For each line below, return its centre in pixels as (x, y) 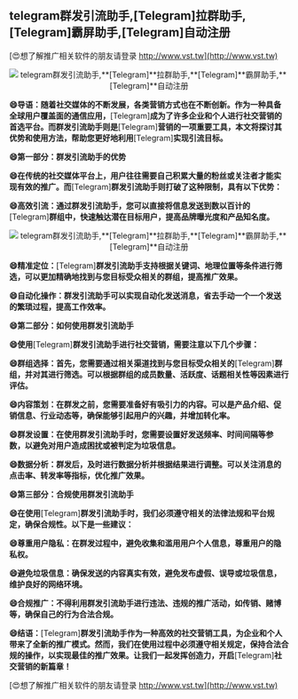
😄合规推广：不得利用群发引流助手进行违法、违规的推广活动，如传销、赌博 (145, 603)
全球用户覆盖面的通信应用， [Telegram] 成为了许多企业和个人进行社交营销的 (145, 115)
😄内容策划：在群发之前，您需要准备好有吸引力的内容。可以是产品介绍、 (141, 404)
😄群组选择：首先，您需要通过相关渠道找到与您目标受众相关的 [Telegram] (142, 363)
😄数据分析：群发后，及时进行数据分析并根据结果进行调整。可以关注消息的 (145, 464)
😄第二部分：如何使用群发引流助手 (72, 325)
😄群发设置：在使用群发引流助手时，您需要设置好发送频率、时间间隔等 (137, 434)
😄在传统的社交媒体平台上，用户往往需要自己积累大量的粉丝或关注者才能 (141, 175)
